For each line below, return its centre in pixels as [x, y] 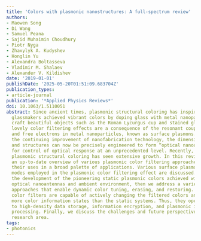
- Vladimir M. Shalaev [34, 67]
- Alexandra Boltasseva [36, 62]
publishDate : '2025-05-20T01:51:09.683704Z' [63, 84]
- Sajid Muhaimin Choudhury [41, 39]
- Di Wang [19, 28]
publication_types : [31, 90]
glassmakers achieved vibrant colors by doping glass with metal [95, 117]
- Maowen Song [24, 23]
